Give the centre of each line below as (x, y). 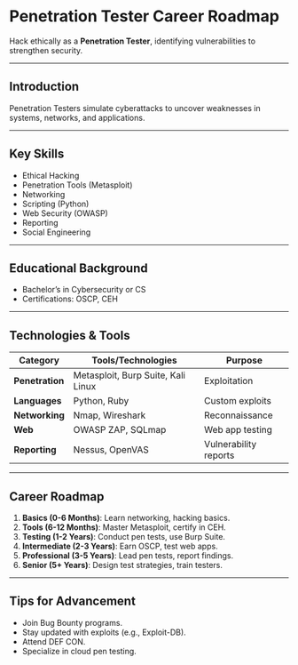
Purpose (244, 360)
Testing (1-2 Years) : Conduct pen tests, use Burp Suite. (124, 537)
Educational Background (78, 268)
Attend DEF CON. (54, 641)
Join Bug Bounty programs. (72, 622)
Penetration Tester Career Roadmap (144, 16)
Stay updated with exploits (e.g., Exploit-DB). (104, 632)
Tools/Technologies (134, 360)
